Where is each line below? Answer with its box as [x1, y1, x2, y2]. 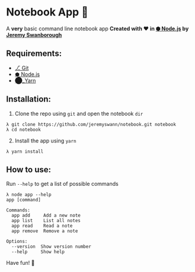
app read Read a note [11, 223, 73, 229]
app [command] [6, 197, 41, 203]
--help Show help [11, 249, 65, 255]
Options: [6, 239, 28, 245]
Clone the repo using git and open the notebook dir [14, 110, 143, 117]
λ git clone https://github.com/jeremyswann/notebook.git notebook [6, 121, 177, 127]
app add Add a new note [11, 213, 81, 219]
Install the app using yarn [14, 137, 76, 144]
